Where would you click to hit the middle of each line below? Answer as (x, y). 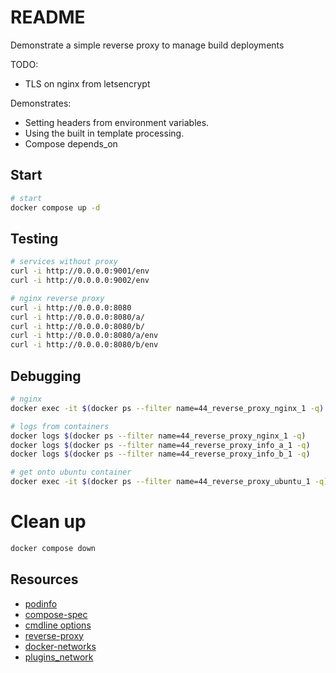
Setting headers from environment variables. (117, 122)
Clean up (48, 522)
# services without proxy (64, 262)
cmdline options (58, 625)
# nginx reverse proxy (57, 298)
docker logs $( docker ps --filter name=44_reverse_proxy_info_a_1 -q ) (160, 445)
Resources (44, 579)
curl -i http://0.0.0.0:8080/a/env (84, 336)
